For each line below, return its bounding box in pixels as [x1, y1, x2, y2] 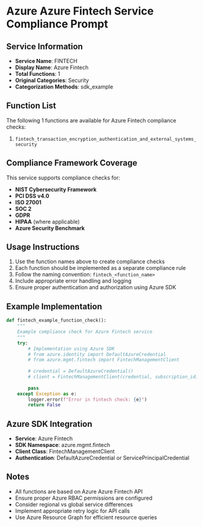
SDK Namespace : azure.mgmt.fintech [14, 441, 111, 449]
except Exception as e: [17, 391, 77, 397]
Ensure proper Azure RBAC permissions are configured [14, 494, 153, 502]
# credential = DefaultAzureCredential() [28, 368, 134, 374]
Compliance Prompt [6, 17, 109, 31]
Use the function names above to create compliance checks [14, 258, 165, 265]
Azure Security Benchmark [14, 224, 85, 232]
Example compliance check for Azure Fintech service [17, 329, 153, 335]
